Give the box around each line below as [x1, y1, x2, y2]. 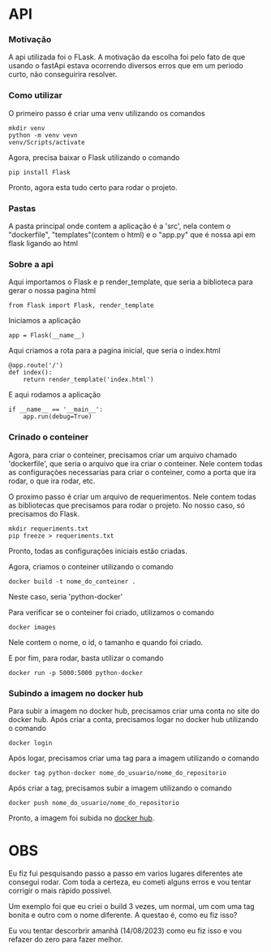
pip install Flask [8, 168, 71, 176]
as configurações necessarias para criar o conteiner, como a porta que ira [8, 467, 256, 477]
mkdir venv [8, 123, 45, 132]
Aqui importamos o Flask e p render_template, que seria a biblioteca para [8, 277, 253, 287]
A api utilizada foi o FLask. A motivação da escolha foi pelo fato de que [8, 52, 246, 62]
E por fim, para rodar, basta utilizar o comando [8, 653, 164, 663]
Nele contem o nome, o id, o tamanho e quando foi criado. [8, 637, 204, 647]
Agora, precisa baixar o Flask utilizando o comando [8, 152, 180, 162]
